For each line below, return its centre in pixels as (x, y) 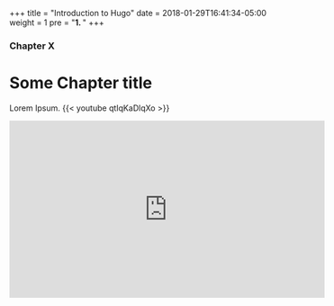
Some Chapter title (81, 83)
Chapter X (32, 46)
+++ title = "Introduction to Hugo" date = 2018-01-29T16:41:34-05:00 (138, 13)
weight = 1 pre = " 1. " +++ (57, 22)
